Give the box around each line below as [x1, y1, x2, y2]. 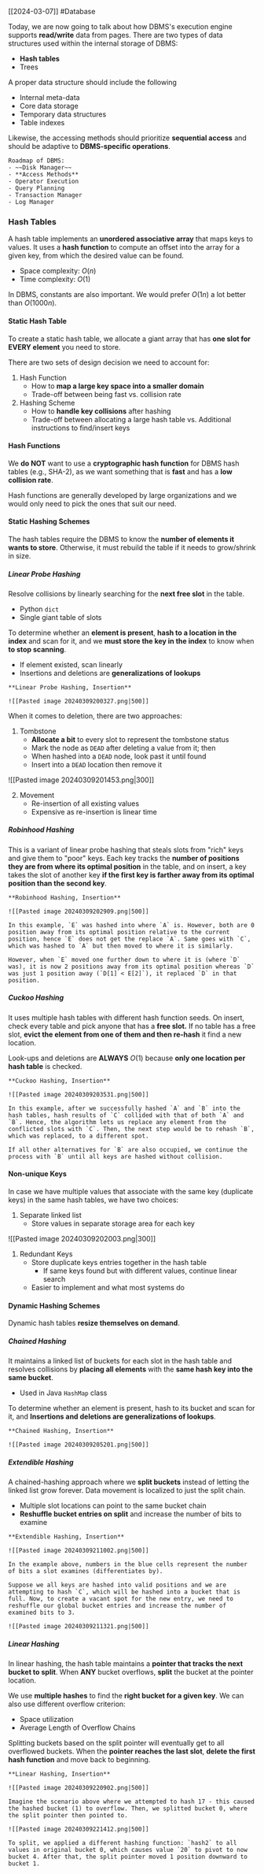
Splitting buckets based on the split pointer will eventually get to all [8, 1739, 225, 1748]
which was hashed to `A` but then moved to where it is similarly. [8, 941, 234, 950]
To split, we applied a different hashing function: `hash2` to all [8, 1839, 237, 1847]
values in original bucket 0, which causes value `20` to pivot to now [8, 1846, 247, 1854]
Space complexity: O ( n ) [19, 266, 97, 276]
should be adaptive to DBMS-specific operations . [8, 142, 170, 150]
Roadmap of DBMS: [8, 157, 65, 165]
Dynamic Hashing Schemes [8, 1301, 101, 1310]
